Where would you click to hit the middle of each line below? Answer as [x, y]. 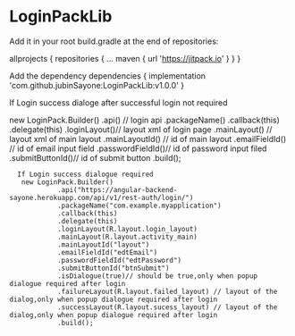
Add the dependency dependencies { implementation [108, 76]
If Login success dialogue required [85, 174]
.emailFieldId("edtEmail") [107, 252]
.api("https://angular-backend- [117, 189]
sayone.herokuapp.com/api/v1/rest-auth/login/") [101, 197]
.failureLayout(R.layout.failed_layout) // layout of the [167, 291]
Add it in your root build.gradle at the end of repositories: [114, 41]
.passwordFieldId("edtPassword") [119, 260]
